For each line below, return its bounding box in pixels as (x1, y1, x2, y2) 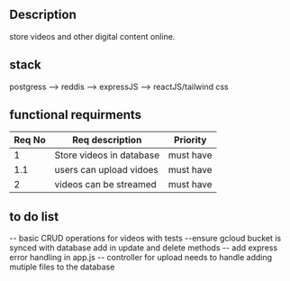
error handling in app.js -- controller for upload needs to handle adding (9, 252, 273, 263)
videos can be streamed (54, 178, 158, 191)
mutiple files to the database (9, 261, 115, 273)
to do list (9, 209, 59, 224)
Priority (174, 134, 207, 147)
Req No (14, 134, 47, 147)
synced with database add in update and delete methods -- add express (9, 242, 278, 253)
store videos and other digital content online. (9, 31, 176, 41)
